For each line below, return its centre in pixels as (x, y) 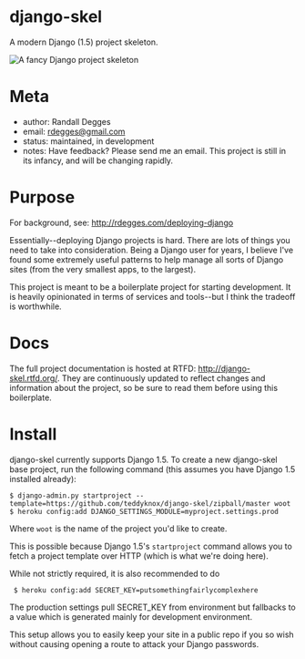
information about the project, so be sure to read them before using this (144, 387)
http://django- (224, 368)
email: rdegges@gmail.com (74, 131)
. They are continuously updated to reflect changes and (161, 378)
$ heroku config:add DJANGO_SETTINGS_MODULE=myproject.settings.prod (144, 511)
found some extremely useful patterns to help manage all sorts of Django (147, 259)
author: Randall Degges (66, 121)
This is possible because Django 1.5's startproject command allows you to (151, 546)
